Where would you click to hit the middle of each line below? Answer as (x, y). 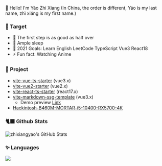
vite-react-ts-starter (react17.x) (45, 91)
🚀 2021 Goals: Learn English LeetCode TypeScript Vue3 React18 (80, 49)
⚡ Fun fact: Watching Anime (42, 54)
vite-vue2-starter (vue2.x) (40, 86)
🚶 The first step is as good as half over (53, 38)
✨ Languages (22, 147)
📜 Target (16, 27)
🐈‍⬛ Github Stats (27, 121)
